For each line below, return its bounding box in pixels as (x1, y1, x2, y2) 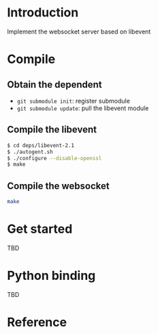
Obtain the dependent (7, 79, 102, 90)
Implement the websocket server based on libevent (7, 27, 151, 36)
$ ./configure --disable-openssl (7, 155, 102, 162)
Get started (7, 221, 73, 237)
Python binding (7, 268, 96, 283)
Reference (7, 315, 67, 330)
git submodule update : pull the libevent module (16, 104, 149, 112)
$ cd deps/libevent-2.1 (7, 142, 75, 149)
